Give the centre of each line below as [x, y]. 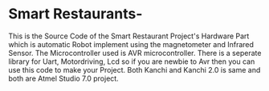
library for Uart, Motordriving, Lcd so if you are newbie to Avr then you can [132, 61]
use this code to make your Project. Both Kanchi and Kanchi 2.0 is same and [134, 69]
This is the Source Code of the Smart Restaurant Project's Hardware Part [129, 36]
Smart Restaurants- [75, 14]
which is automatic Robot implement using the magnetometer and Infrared [131, 44]
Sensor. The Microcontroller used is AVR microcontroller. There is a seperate [135, 53]
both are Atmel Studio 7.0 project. [63, 78]
